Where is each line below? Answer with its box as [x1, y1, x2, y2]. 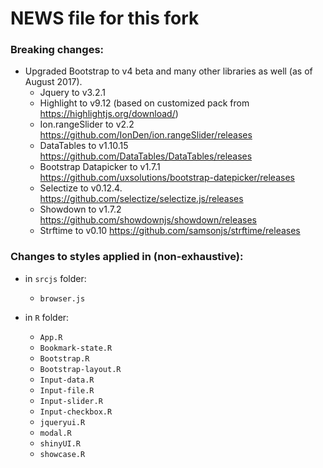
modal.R [39, 428, 72, 438]
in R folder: [24, 311, 70, 323]
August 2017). [24, 76, 83, 88]
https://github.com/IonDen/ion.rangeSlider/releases [39, 129, 253, 141]
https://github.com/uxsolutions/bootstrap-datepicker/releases [39, 172, 295, 184]
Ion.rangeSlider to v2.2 [39, 118, 135, 131]
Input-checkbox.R [39, 407, 113, 417]
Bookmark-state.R [39, 343, 113, 353]
